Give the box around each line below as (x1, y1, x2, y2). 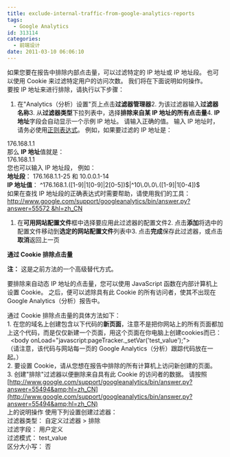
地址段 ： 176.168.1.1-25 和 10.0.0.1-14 (7, 172, 109, 180)
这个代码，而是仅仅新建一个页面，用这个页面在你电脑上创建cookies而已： (12, 328, 222, 337)
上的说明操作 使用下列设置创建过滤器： (7, 408, 117, 416)
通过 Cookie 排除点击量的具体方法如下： (7, 311, 122, 320)
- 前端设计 (13, 42, 41, 49)
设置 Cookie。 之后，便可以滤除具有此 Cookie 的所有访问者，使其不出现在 (7, 288, 216, 296)
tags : (7, 16, 23, 23)
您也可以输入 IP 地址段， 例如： (7, 163, 96, 172)
